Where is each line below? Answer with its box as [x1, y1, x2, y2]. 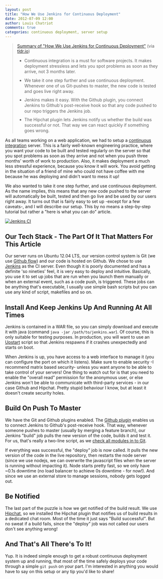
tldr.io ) [17, 48, 30, 54]
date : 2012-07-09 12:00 [5, 16, 54, 21]
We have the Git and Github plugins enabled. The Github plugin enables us [5, 417, 154, 423]
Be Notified [5, 492, 40, 501]
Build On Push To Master [5, 404, 81, 413]
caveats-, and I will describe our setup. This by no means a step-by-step [5, 204, 151, 210]
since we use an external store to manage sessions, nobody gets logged [5, 473, 150, 479]
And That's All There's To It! [5, 540, 92, 548]
